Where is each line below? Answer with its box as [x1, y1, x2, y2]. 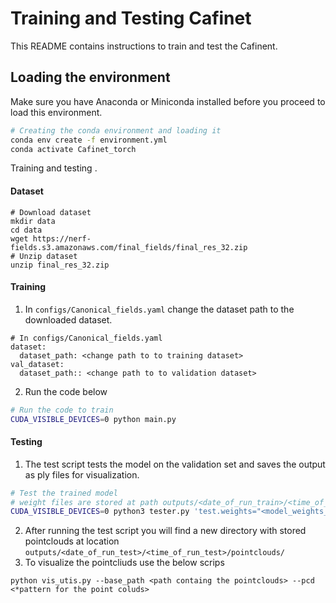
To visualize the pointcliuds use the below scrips [24, 557, 225, 569]
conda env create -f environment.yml [10, 135, 168, 145]
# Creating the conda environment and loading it [10, 125, 222, 136]
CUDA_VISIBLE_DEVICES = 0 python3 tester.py [10, 507, 190, 517]
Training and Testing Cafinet [10, 7, 252, 30]
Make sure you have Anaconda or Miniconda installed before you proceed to [10, 95, 326, 107]
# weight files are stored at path [10, 497, 159, 507]
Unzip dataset [19, 251, 78, 261]
